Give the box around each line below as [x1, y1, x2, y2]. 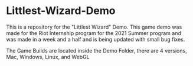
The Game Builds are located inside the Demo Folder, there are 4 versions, [6, 47, 187, 54]
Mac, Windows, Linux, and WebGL [6, 53, 90, 60]
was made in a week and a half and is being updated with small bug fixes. [6, 36, 185, 43]
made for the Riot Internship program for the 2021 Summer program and [6, 29, 181, 36]
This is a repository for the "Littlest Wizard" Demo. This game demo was [6, 23, 182, 30]
